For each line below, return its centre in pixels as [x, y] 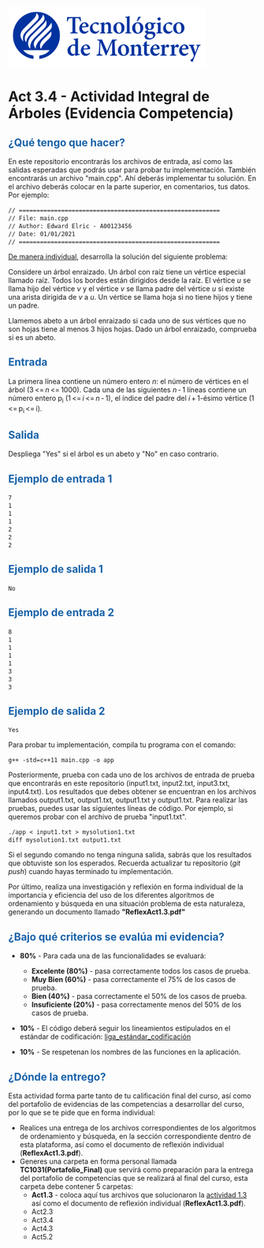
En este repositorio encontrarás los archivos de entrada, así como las [121, 161]
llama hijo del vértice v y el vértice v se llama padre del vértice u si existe [126, 289]
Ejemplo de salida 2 [57, 711]
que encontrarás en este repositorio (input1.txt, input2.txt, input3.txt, [119, 783]
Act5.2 [42, 1237]
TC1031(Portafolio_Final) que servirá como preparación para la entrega [136, 1170]
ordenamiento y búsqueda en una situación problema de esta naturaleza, [127, 904]
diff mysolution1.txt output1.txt [65, 840]
